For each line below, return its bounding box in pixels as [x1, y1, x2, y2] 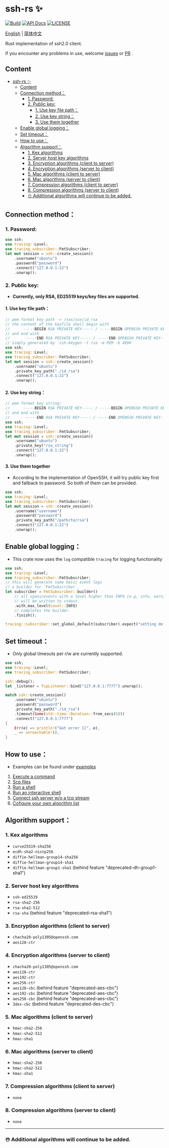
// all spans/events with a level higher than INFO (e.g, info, [14, 594, 152, 599]
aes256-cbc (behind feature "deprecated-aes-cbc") [12, 995, 118, 1001]
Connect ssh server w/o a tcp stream [12, 795, 90, 801]
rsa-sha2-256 [12, 900, 40, 905]
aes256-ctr [12, 980, 36, 985]
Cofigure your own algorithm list [12, 800, 79, 806]
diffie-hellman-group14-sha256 [12, 855, 78, 860]
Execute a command [12, 774, 55, 780]
